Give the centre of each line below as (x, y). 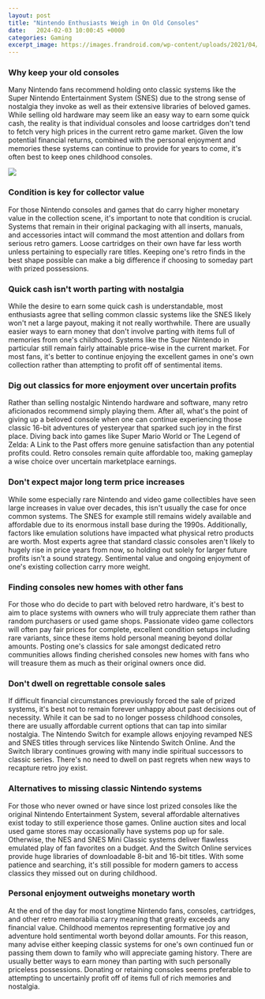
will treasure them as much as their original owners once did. (107, 663)
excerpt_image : (33, 45)
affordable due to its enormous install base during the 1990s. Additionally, (128, 524)
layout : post (30, 15)
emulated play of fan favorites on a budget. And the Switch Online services (130, 848)
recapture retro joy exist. (48, 768)
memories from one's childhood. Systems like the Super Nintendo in (119, 340)
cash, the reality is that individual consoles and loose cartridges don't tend (129, 123)
